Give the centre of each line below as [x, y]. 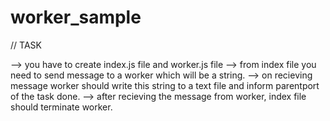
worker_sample [76, 17]
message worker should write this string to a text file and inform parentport [165, 85]
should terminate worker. [61, 107]
